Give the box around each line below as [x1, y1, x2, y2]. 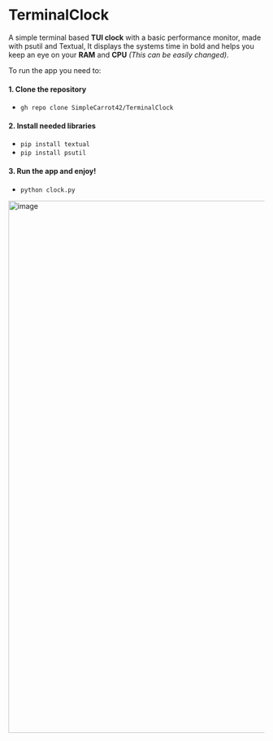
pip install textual [19, 141, 90, 149]
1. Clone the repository [8, 84, 87, 94]
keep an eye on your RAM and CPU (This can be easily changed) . [8, 50, 229, 59]
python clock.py [19, 185, 76, 194]
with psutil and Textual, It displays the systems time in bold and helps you [8, 41, 254, 50]
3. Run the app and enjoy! [8, 166, 97, 175]
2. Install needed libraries [8, 120, 96, 131]
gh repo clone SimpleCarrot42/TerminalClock [19, 104, 174, 112]
